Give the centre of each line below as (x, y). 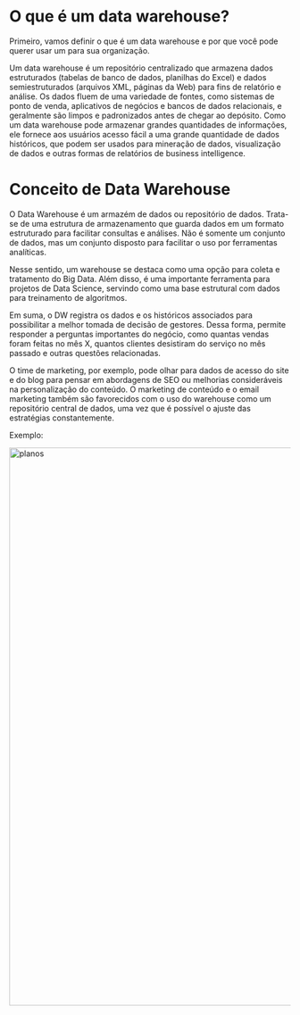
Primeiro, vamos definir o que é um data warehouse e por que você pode (144, 41)
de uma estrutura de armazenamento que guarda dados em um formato (152, 223)
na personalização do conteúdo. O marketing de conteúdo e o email (134, 389)
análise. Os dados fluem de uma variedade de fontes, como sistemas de (142, 96)
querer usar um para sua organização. (79, 50)
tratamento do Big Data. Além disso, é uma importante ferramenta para (140, 279)
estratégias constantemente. (62, 418)
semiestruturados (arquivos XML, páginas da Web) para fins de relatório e (145, 87)
